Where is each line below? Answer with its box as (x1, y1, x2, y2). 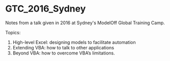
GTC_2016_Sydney (5, 3, 86, 15)
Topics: (5, 29, 21, 35)
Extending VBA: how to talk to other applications (12, 44, 115, 50)
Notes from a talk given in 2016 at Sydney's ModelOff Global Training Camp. (5, 20, 165, 26)
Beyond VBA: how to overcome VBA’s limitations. (12, 50, 116, 56)
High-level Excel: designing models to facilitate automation (12, 39, 136, 45)
